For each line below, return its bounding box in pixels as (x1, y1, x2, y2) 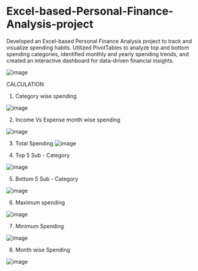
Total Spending (15, 139, 54, 147)
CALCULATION (6, 81, 44, 88)
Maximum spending (15, 198, 65, 206)
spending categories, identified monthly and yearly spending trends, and (6, 50, 189, 57)
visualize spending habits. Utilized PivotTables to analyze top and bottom (6, 44, 189, 51)
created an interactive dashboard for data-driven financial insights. (6, 57, 174, 64)
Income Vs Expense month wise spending (15, 116, 121, 123)
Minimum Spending (15, 222, 65, 229)
